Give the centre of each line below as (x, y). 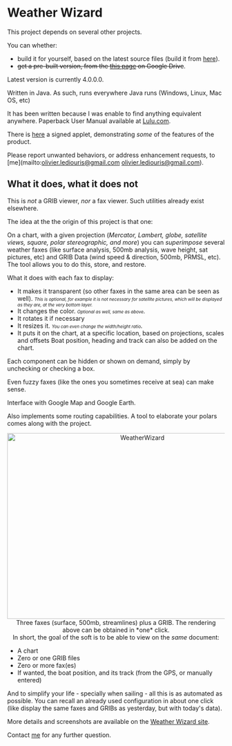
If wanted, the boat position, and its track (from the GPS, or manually (115, 673)
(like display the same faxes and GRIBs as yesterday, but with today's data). (115, 708)
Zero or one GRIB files (49, 658)
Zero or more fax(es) (47, 665)
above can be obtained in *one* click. (116, 630)
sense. (17, 389)
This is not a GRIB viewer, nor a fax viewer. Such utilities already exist (106, 201)
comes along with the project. (49, 423)
